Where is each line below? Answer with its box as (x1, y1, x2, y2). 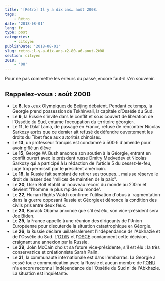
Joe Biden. (12, 213, 34, 219)
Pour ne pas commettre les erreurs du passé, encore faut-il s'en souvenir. (5, 76, 155, 82)
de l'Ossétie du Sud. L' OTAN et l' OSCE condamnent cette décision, (12, 233, 148, 239)
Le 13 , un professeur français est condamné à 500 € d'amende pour (12, 139, 151, 145)
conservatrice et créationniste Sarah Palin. (12, 249, 99, 255)
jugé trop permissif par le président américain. (12, 165, 106, 171)
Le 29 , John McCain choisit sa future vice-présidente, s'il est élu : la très (12, 244, 160, 250)
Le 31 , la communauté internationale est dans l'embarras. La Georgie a (12, 254, 156, 260)
